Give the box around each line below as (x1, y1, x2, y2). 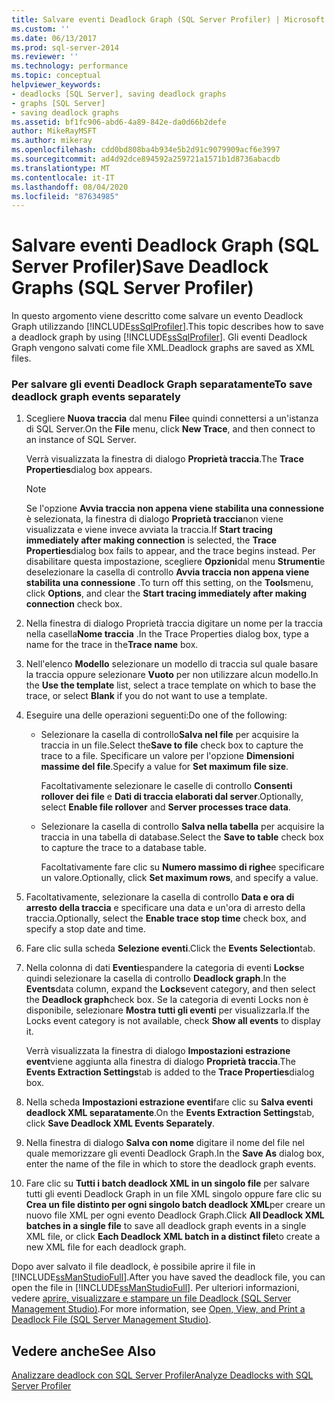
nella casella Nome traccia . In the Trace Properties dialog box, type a (25, 628, 309, 640)
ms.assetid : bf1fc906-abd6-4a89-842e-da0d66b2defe (11, 117, 227, 127)
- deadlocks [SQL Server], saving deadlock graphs (11, 89, 227, 99)
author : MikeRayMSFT (11, 126, 98, 136)
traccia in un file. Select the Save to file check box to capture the (40, 739, 304, 751)
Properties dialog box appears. (25, 464, 153, 476)
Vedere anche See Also (11, 1342, 157, 1360)
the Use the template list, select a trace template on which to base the (25, 679, 317, 691)
